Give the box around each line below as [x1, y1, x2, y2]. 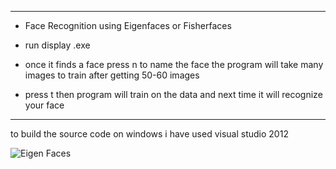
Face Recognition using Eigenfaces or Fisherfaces [24, 20, 232, 31]
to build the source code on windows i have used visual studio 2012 [10, 128, 289, 140]
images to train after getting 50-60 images [24, 69, 200, 81]
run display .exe [24, 39, 91, 51]
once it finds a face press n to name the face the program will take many [24, 59, 324, 70]
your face [24, 99, 65, 111]
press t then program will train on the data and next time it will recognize [24, 89, 323, 100]
